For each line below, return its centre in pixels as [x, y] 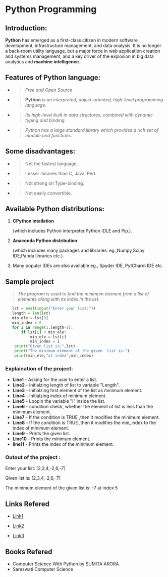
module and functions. [48, 135]
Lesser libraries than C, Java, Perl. [61, 173]
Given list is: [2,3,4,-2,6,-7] [33, 478]
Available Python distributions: [55, 209]
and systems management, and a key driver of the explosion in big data [79, 56]
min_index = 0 [27, 323]
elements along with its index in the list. [59, 299]
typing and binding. [45, 120]
